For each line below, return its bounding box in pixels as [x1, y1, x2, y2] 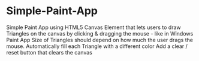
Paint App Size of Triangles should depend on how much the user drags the [6, 36, 194, 43]
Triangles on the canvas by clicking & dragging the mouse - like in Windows [6, 30, 194, 37]
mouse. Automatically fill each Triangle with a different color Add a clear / [6, 43, 188, 50]
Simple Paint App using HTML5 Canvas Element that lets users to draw [6, 24, 181, 31]
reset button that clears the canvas [6, 49, 93, 56]
